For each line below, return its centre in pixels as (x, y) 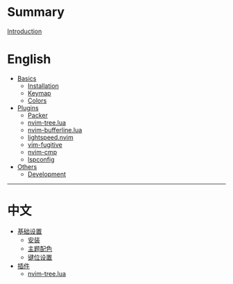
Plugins (28, 107)
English (29, 59)
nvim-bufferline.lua (55, 130)
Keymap (39, 93)
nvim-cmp (42, 152)
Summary (36, 12)
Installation (43, 86)
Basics (27, 78)
